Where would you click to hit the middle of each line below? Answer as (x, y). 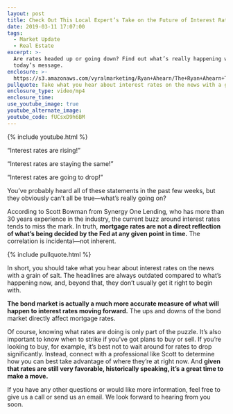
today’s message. (38, 65)
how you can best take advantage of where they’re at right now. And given (114, 361)
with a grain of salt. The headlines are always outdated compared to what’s (114, 275)
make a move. (28, 376)
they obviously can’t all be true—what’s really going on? (87, 198)
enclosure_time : (31, 98)
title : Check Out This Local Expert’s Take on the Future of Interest (111, 20)
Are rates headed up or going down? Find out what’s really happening (118, 59)
